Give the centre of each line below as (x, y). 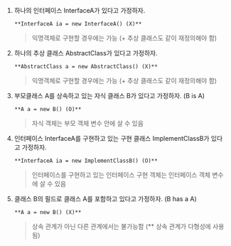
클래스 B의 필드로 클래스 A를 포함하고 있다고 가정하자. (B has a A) (105, 199)
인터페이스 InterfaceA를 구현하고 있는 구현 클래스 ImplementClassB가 (112, 138)
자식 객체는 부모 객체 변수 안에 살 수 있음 (88, 123)
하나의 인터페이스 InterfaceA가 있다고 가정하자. (80, 10)
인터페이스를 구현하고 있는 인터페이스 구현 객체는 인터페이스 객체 (121, 175)
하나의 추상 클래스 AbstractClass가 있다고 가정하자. (86, 53)
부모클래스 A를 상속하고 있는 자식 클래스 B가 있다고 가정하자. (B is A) (109, 96)
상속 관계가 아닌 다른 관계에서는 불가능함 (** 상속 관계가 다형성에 (121, 226)
